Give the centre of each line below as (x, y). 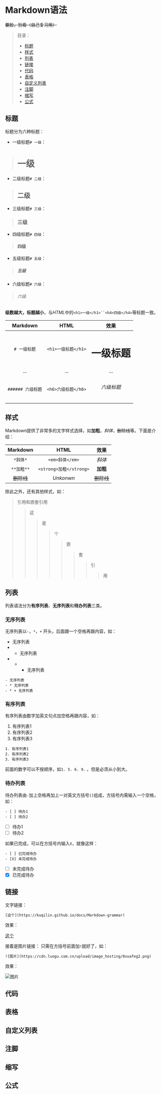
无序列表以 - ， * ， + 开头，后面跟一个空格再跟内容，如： (61, 631)
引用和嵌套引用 (32, 502)
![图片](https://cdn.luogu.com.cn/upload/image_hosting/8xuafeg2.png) (78, 956)
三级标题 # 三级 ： (29, 208)
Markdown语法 (36, 10)
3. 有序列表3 (17, 760)
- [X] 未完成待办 (21, 859)
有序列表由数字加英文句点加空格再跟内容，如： (52, 716)
